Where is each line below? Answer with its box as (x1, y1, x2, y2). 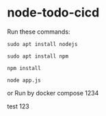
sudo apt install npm (7, 53, 69, 60)
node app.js (7, 77, 41, 84)
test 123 (7, 102, 29, 111)
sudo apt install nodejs (7, 40, 78, 47)
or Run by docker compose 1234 (7, 89, 99, 97)
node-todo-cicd (7, 5, 100, 21)
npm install (7, 65, 41, 71)
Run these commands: (7, 27, 70, 36)
